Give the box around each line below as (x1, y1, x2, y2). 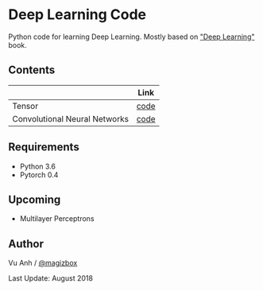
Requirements (8, 141, 79, 154)
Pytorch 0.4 (19, 169, 59, 180)
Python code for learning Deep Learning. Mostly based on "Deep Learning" (8, 32, 255, 41)
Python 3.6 (19, 161, 56, 171)
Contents (8, 64, 56, 77)
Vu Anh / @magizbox (8, 258, 78, 268)
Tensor (12, 100, 38, 111)
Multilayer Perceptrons (19, 214, 95, 223)
